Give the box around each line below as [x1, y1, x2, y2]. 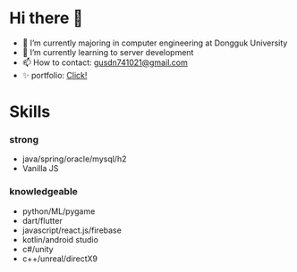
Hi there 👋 [9, 8, 83, 29]
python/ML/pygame [21, 205, 96, 217]
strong [9, 134, 38, 146]
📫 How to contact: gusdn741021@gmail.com [21, 57, 188, 68]
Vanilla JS [21, 163, 59, 174]
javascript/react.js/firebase [21, 225, 123, 235]
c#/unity [21, 243, 54, 254]
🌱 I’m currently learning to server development [21, 46, 194, 57]
